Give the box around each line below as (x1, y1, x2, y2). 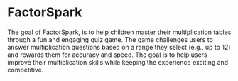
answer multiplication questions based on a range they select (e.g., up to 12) (7, 43, 231, 51)
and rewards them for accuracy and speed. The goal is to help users (7, 50, 207, 59)
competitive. (7, 65, 44, 74)
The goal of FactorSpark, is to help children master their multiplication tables (7, 28, 232, 36)
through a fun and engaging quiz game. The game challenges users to (7, 35, 213, 43)
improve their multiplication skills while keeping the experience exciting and (7, 58, 229, 66)
